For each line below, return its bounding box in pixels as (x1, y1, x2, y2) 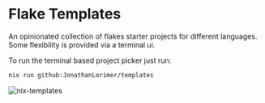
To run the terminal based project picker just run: (8, 56, 172, 65)
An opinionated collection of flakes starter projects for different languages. (8, 31, 258, 41)
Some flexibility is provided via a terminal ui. (8, 39, 156, 49)
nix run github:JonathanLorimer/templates (8, 71, 154, 79)
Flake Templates (8, 5, 122, 23)
